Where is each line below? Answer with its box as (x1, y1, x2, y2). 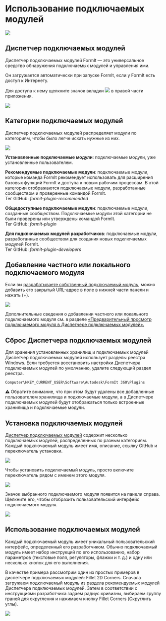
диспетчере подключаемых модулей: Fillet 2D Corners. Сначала (5, 574, 141, 580)
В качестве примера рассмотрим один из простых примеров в (5, 569, 140, 575)
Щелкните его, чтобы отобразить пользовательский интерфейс (5, 496, 140, 502)
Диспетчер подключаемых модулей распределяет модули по (5, 130, 137, 136)
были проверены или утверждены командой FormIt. (5, 216, 115, 222)
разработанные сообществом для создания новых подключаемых (5, 235, 147, 241)
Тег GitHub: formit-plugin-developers (5, 246, 82, 252)
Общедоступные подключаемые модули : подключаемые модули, (5, 205, 149, 211)
